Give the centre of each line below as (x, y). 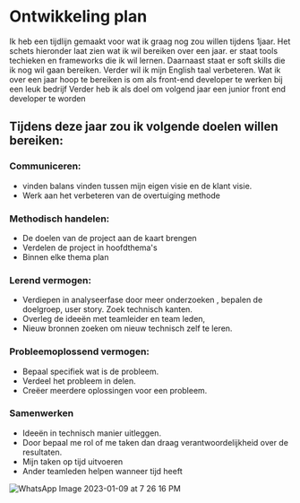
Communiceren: (45, 166)
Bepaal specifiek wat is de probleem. (90, 371)
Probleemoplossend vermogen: (80, 351)
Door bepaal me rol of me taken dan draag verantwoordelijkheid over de (155, 442)
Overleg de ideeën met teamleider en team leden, (114, 319)
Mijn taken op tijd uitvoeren (73, 461)
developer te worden (48, 98)
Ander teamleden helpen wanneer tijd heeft (102, 471)
